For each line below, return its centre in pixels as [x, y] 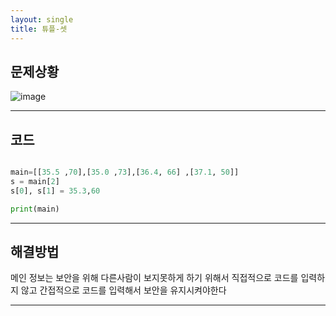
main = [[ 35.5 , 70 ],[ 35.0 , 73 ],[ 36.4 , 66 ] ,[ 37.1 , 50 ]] [125, 172]
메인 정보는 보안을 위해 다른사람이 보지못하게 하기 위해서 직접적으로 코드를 [154, 278]
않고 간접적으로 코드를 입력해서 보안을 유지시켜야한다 [123, 290]
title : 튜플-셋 [39, 29]
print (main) [35, 209]
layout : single [42, 19]
